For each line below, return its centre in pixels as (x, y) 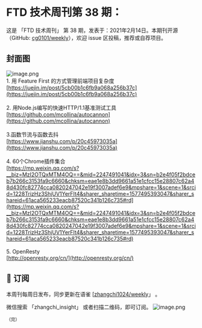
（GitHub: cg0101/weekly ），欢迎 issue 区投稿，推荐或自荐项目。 (87, 37)
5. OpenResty (23, 251)
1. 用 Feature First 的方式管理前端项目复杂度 (60, 81)
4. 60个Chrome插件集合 (36, 161)
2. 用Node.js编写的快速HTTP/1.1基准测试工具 (61, 108)
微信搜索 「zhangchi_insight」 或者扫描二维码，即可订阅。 (79, 307)
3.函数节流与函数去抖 (33, 134)
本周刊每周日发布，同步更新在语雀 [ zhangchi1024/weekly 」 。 (84, 294)
